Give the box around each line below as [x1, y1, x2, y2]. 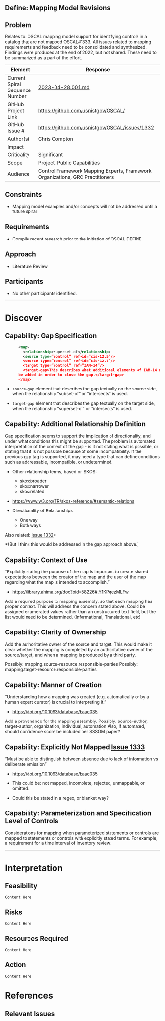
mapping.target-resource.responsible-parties [5, 666, 97, 672]
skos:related [19, 489, 45, 495]
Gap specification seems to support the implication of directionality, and [5, 433, 151, 439]
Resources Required [5, 934, 69, 943]
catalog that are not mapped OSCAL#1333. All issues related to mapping [5, 39, 151, 45]
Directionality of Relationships [12, 508, 73, 513]
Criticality [7, 151, 30, 158]
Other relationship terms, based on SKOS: [12, 469, 97, 475]
